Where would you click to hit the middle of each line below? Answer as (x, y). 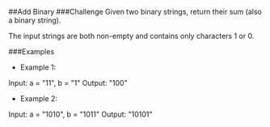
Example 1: (38, 67)
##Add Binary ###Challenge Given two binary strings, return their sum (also (135, 12)
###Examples (32, 51)
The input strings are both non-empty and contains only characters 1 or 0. (131, 36)
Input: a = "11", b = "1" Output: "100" (68, 83)
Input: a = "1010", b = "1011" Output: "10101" (80, 114)
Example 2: (39, 99)
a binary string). (35, 20)
